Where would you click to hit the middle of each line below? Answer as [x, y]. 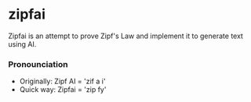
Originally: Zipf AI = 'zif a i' [62, 81]
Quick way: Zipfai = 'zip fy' [63, 90]
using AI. [22, 44]
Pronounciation [38, 64]
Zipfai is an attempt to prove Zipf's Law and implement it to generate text [125, 36]
